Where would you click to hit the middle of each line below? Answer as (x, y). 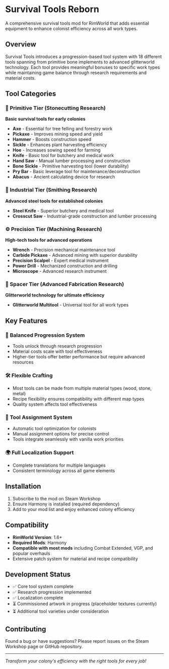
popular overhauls (31, 553)
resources (23, 362)
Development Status (38, 574)
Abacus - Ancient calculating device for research (64, 177)
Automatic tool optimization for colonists (54, 428)
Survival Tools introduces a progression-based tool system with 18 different (83, 56)
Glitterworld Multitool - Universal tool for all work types (70, 305)
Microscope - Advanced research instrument (60, 271)
